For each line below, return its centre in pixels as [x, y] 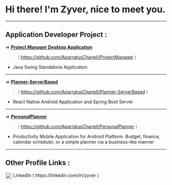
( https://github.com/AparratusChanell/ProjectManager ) [77, 57]
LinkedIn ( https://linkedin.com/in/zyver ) [56, 175]
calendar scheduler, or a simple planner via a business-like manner [83, 142]
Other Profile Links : [38, 163]
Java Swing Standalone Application [50, 67]
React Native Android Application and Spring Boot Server [73, 102]
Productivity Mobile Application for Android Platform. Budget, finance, [86, 136]
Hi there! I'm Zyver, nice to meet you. [85, 10]
